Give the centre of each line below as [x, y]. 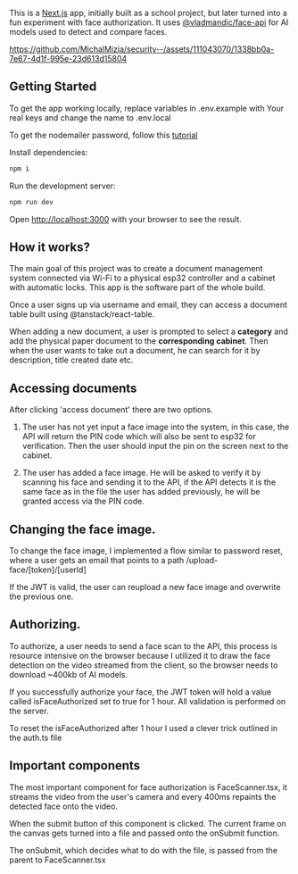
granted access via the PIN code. [83, 501]
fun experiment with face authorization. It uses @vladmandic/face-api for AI [149, 22]
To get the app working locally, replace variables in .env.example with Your [146, 108]
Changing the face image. [83, 529]
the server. [29, 711]
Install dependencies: [49, 152]
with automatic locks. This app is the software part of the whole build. [137, 287]
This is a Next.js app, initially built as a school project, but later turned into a [148, 13]
